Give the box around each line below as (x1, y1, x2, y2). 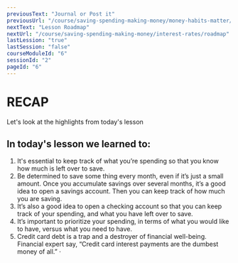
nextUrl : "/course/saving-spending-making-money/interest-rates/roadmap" (6, 30, 230, 38)
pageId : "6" (6, 63, 42, 70)
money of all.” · (16, 247, 61, 256)
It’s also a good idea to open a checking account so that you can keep (16, 202, 222, 210)
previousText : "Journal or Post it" (6, 10, 115, 18)
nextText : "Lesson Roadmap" (6, 23, 90, 31)
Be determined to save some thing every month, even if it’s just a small (16, 172, 224, 181)
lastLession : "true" (6, 37, 68, 44)
